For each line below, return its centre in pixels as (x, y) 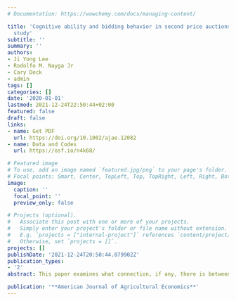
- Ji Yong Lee (28, 59)
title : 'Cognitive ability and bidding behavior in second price (105, 26)
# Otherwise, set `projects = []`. (63, 241)
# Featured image (33, 164)
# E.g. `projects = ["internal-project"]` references (91, 235)
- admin (19, 79)
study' (23, 33)
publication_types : (36, 261)
